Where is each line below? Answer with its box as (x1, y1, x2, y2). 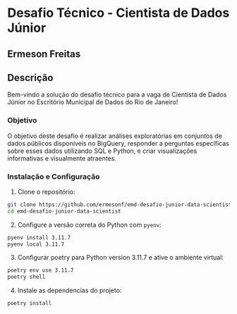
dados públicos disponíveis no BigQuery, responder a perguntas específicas (7, 139, 229, 147)
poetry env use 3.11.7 (7, 267, 74, 274)
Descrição (7, 72, 54, 84)
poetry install (7, 300, 52, 307)
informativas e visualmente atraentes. (7, 153, 116, 163)
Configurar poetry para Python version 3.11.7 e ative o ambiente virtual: (17, 253, 224, 262)
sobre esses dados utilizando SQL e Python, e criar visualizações (7, 146, 197, 155)
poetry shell (7, 273, 46, 281)
